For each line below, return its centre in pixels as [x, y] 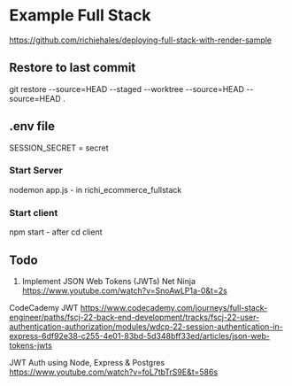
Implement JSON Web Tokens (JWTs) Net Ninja [109, 281]
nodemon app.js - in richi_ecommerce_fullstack [96, 189]
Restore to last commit [73, 68]
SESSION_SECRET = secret [59, 148]
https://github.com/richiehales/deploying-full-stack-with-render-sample [141, 40]
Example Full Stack [80, 15]
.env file [32, 126]
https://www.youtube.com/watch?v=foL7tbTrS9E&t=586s [114, 372]
